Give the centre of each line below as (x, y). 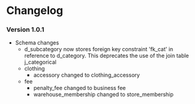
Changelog (35, 11)
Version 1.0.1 (25, 30)
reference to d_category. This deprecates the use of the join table (107, 56)
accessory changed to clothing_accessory (87, 75)
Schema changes (37, 43)
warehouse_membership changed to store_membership (103, 94)
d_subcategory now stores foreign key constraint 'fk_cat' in (99, 49)
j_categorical (40, 62)
